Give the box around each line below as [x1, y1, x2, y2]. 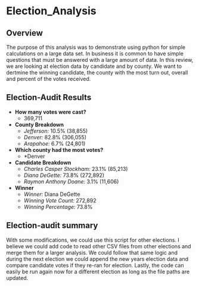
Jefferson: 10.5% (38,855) [23, 127, 88, 135]
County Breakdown [14, 121, 64, 128]
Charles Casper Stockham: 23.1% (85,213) [23, 165, 128, 172]
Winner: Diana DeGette [23, 191, 80, 198]
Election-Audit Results [6, 92, 92, 102]
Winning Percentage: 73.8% [23, 203, 93, 210]
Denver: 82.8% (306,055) [23, 133, 87, 141]
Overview [6, 28, 43, 38]
